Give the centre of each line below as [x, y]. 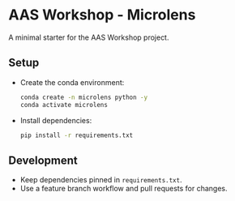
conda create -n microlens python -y [84, 97]
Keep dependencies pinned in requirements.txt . [101, 180]
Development [43, 160]
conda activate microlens [64, 105]
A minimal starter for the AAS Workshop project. [89, 37]
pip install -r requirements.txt [77, 135]
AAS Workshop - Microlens [102, 15]
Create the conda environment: [72, 82]
